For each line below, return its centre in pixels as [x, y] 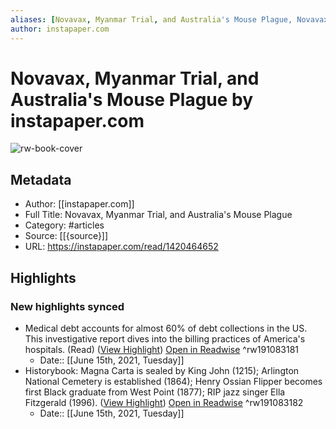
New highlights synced [67, 306]
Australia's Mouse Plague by [132, 99]
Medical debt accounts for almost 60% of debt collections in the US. [166, 328]
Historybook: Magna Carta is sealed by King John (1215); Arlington [162, 370]
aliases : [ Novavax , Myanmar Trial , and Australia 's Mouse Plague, [151, 19]
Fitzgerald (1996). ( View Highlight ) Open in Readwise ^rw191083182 [164, 402]
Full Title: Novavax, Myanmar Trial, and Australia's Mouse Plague [158, 215]
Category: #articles [64, 225]
